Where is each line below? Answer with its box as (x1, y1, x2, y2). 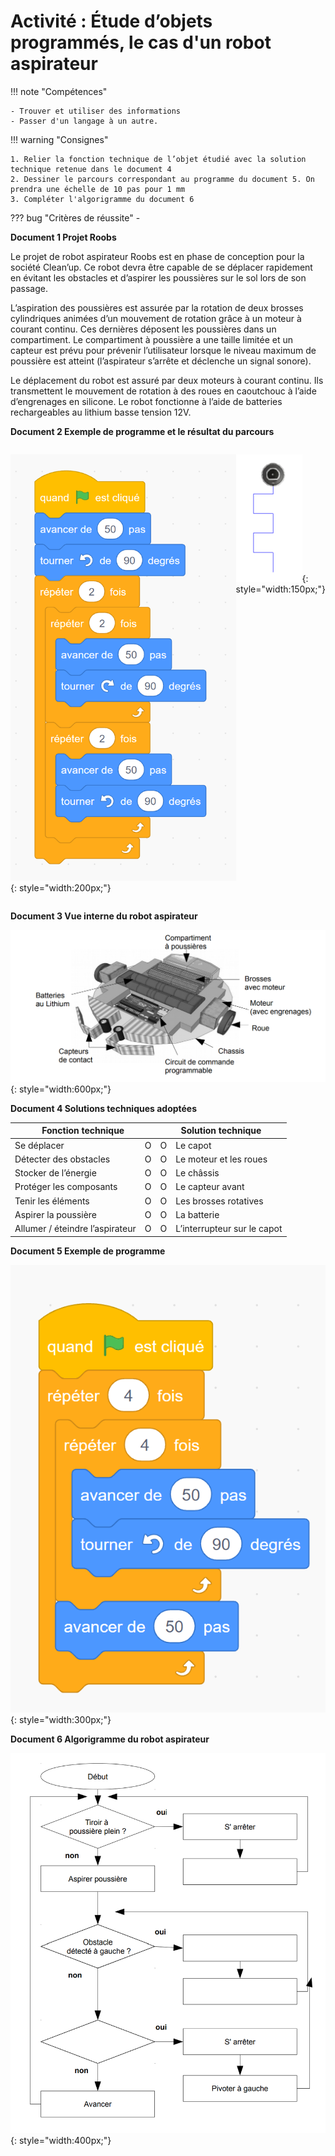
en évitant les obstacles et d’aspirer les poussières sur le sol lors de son (10, 271, 307, 284)
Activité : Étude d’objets (10, 10, 213, 33)
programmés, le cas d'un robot (10, 31, 272, 54)
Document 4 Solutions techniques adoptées (10, 1102, 198, 1114)
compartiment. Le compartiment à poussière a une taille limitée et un (10, 333, 293, 345)
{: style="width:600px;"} (10, 1083, 112, 1095)
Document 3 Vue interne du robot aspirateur (10, 910, 198, 922)
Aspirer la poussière (14, 1208, 98, 1220)
